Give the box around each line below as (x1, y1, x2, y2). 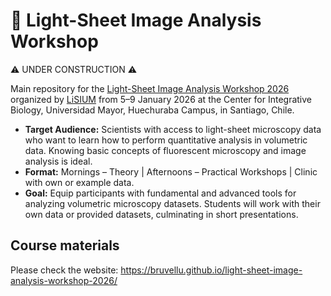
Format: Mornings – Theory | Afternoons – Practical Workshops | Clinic (24, 165, 318, 178)
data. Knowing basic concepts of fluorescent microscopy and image (24, 144, 307, 156)
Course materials (10, 237, 120, 254)
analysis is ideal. (24, 155, 93, 167)
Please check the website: (10, 264, 119, 276)
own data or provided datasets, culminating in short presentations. (24, 208, 299, 220)
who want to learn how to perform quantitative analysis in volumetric (24, 134, 308, 146)
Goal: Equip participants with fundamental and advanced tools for (24, 187, 297, 199)
